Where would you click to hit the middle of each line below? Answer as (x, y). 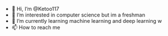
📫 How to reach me (36, 27)
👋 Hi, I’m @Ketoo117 (35, 9)
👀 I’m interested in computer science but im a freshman (78, 15)
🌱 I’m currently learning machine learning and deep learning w (87, 21)
